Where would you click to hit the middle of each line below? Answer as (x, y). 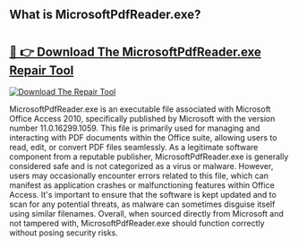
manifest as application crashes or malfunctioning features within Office (142, 185)
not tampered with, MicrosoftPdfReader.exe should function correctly (137, 223)
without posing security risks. (64, 233)
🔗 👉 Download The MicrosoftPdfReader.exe (136, 51)
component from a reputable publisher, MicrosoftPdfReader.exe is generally (149, 157)
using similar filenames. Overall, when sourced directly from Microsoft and (147, 213)
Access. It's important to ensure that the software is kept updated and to (143, 195)
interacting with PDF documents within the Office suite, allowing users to (143, 137)
